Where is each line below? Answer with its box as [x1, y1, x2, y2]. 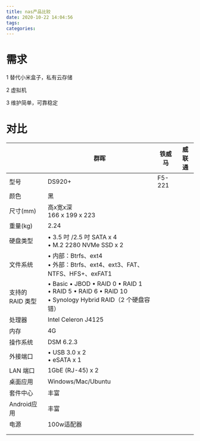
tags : [6, 20, 20, 26]
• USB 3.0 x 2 [47, 349, 86, 357]
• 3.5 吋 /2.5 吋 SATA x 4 [47, 233, 117, 242]
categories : [6, 25, 36, 32]
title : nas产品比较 [6, 8, 51, 15]
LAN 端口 [9, 366, 35, 375]
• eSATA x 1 [47, 356, 82, 364]
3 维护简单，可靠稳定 [6, 99, 58, 106]
